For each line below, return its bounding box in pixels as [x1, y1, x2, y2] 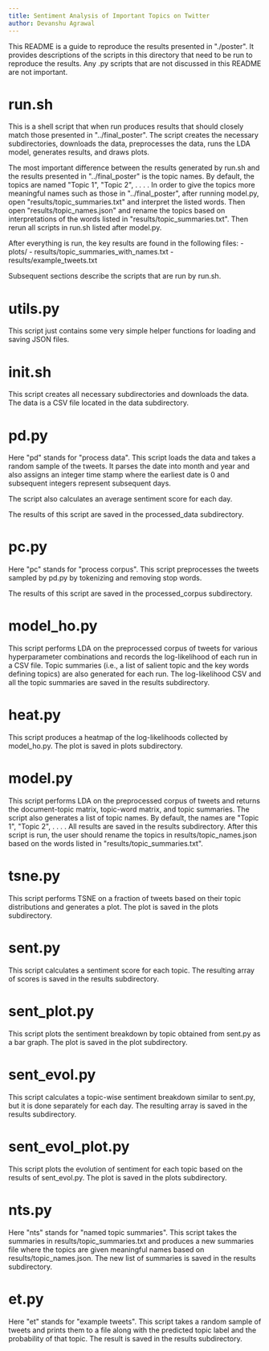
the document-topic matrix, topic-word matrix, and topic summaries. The [8, 804, 251, 814]
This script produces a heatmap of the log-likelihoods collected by [8, 733, 229, 742]
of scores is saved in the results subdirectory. [8, 973, 159, 983]
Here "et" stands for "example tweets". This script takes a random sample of [8, 1316, 262, 1326]
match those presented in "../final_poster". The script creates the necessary [8, 130, 259, 140]
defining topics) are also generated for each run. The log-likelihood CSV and [8, 669, 262, 679]
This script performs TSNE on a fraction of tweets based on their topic [8, 893, 242, 903]
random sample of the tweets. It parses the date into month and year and [8, 461, 251, 471]
